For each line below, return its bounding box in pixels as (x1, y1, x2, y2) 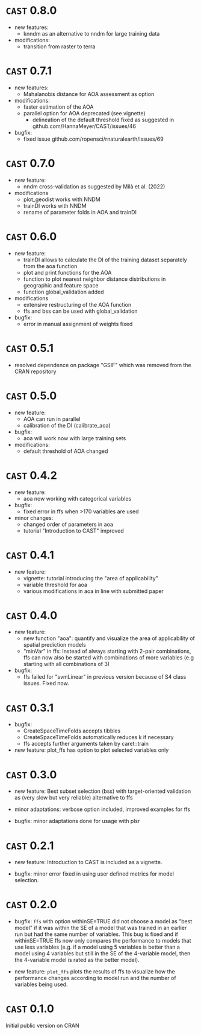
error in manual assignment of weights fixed (23, 320, 133, 327)
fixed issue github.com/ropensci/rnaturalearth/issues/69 (23, 135, 164, 143)
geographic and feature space (23, 281, 99, 289)
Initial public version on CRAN (5, 1022, 79, 1030)
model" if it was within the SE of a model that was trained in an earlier (14, 924, 187, 932)
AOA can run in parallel (23, 415, 81, 423)
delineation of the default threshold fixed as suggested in (32, 116, 175, 123)
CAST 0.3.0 (5, 767, 57, 781)
